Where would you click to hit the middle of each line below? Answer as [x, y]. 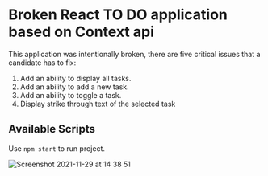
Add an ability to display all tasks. [75, 78]
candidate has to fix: [42, 63]
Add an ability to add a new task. [74, 87]
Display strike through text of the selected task [98, 104]
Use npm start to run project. [57, 148]
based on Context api [82, 32]
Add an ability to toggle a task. [71, 95]
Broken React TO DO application [118, 15]
